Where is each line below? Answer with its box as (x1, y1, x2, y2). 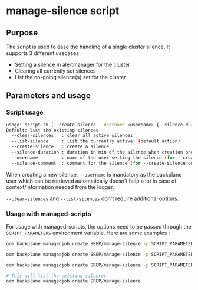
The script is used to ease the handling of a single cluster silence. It (6, 43, 170, 50)
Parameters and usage (6, 90, 91, 101)
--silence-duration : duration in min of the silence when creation (11, 149, 183, 155)
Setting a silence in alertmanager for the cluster (14, 61, 131, 68)
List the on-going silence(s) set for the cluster (14, 74, 126, 80)
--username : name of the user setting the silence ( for (11, 155, 176, 161)
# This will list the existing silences (6, 273, 107, 279)
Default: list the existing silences (6, 127, 99, 133)
